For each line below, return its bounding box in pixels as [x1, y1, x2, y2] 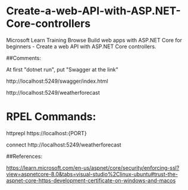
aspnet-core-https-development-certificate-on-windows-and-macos [6, 177, 176, 184]
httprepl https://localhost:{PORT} [6, 129, 87, 136]
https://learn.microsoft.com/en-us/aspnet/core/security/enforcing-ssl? [6, 164, 180, 171]
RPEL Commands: [6, 110, 96, 123]
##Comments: [6, 54, 42, 61]
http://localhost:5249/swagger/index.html [6, 77, 108, 85]
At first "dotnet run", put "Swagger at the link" [6, 66, 118, 73]
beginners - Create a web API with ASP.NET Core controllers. [6, 43, 156, 50]
